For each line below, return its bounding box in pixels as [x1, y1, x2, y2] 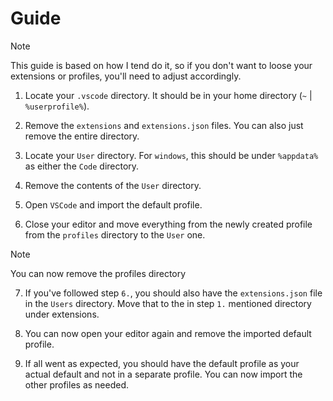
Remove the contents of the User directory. [24, 179, 202, 191]
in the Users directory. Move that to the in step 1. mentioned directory [24, 297, 312, 309]
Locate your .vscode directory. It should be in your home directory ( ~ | [24, 89, 313, 101]
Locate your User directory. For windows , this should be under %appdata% [24, 149, 319, 161]
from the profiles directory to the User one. [24, 228, 206, 241]
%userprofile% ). [24, 100, 90, 112]
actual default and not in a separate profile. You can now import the [24, 368, 303, 380]
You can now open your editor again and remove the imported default [24, 327, 312, 339]
